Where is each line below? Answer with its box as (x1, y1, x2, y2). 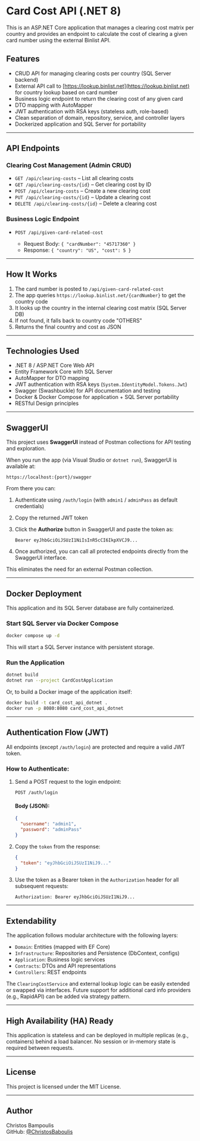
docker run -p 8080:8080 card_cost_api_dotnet (6, 706, 124, 712)
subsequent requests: (14, 883, 68, 890)
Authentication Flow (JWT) (6, 728, 109, 738)
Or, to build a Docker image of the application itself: (6, 688, 133, 695)
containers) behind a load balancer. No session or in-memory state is (6, 1038, 176, 1045)
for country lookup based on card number (14, 88, 118, 96)
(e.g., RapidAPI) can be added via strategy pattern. (6, 993, 131, 1000)
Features (6, 54, 40, 64)
